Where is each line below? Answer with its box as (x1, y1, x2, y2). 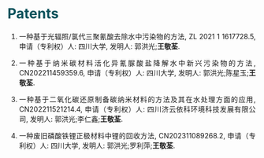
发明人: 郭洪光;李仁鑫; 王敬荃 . (29, 114, 124, 123)
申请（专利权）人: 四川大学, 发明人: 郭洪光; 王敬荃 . (18, 41, 180, 51)
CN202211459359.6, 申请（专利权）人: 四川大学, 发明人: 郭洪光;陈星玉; (18, 68, 249, 77)
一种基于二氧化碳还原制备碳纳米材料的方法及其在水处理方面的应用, (18, 94, 256, 104)
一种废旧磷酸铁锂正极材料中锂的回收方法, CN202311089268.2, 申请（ (18, 130, 249, 140)
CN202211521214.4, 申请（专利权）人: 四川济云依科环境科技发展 (18, 104, 235, 114)
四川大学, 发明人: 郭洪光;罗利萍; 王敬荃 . (50, 141, 176, 150)
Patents (7, 5, 59, 23)
